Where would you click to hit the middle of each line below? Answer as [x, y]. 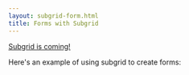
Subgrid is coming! [39, 46]
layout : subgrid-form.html [53, 16]
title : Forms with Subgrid [53, 23]
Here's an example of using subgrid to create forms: [95, 62]
